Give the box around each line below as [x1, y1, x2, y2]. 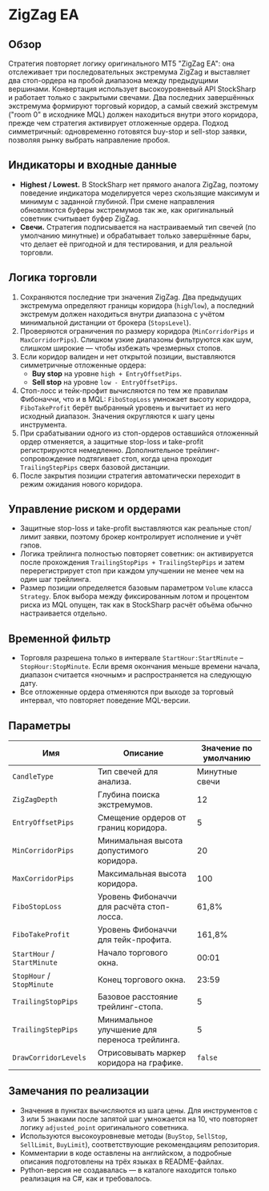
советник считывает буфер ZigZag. [19, 214, 140, 223]
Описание [122, 748, 164, 759]
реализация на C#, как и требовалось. [19, 1173, 152, 1183]
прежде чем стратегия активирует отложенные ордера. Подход [8, 118, 229, 127]
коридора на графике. [97, 1057, 184, 1069]
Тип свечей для [97, 766, 159, 777]
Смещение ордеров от [97, 812, 187, 824]
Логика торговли [8, 271, 98, 285]
